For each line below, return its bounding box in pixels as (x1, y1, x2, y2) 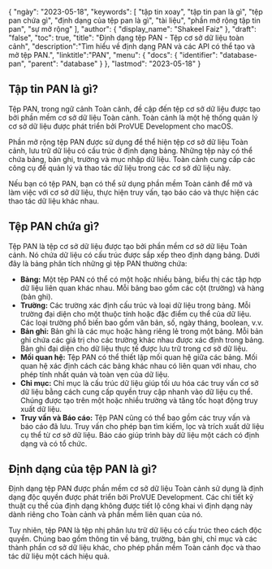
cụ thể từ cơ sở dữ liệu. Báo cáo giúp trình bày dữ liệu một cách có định (19, 430, 260, 440)
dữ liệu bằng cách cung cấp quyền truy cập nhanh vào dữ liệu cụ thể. (19, 387, 253, 396)
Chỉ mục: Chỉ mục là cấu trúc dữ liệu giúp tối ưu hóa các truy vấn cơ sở (19, 378, 259, 387)
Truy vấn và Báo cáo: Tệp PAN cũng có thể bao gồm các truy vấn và (19, 413, 251, 422)
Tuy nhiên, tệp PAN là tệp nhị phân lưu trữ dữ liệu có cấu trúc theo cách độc (8, 525, 262, 536)
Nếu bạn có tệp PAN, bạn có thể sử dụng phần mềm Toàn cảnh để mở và (8, 178, 253, 188)
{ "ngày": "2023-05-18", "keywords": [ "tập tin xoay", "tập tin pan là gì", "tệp (8, 7, 264, 16)
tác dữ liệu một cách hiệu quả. (8, 551, 110, 561)
